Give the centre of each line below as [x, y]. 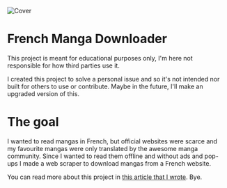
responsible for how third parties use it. [63, 65]
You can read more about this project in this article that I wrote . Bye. [105, 177]
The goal [33, 122]
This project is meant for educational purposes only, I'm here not [100, 58]
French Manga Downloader [87, 39]
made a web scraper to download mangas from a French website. [117, 163]
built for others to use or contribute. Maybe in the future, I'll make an [105, 86]
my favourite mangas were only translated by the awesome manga [103, 148]
